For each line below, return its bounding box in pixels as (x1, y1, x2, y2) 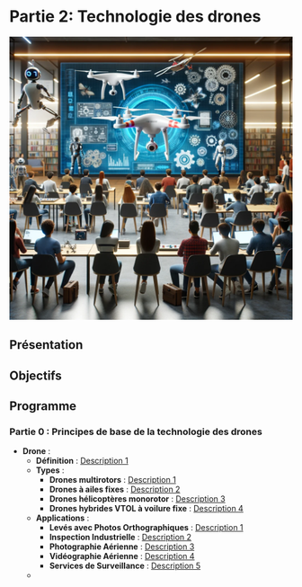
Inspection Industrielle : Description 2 (49, 532, 191, 543)
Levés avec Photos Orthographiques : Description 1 (49, 522, 244, 533)
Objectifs (9, 368, 63, 383)
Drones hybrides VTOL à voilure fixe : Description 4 (49, 503, 244, 514)
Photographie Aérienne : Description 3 (49, 541, 195, 552)
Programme (9, 398, 77, 414)
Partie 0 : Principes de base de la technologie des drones (9, 425, 262, 438)
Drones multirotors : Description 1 (49, 475, 177, 485)
